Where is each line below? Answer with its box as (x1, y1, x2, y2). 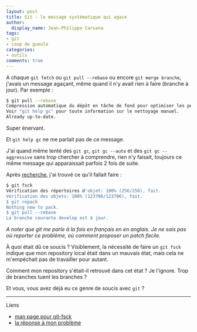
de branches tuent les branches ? (6, 273, 87, 280)
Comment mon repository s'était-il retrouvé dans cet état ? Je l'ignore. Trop (6, 267, 189, 275)
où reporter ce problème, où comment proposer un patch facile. (6, 232, 161, 239)
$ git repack (6, 199, 38, 205)
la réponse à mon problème (14, 319, 81, 326)
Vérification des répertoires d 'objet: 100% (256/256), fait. (6, 188, 161, 194)
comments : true (6, 57, 43, 63)
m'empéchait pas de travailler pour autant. (6, 256, 108, 263)
